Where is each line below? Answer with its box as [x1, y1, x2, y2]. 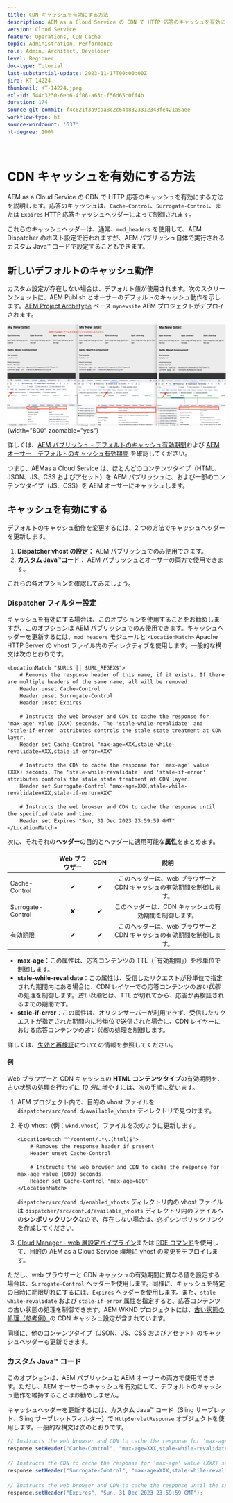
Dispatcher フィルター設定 [7, 598, 97, 608]
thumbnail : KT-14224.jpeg [7, 84, 82, 92]
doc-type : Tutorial [7, 63, 64, 69]
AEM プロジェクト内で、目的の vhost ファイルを [17, 1098, 155, 1106]
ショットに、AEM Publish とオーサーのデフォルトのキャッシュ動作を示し [12, 293, 221, 301]
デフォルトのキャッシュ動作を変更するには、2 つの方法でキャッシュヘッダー [7, 523, 225, 531]
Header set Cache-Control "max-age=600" [30, 1178, 148, 1185]
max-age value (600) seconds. [17, 1171, 105, 1178]
